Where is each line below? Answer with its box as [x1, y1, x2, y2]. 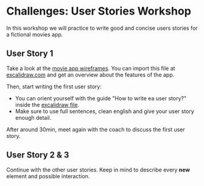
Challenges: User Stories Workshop [6, 4, 192, 18]
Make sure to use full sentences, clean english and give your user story [15, 108, 195, 115]
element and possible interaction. [6, 172, 90, 180]
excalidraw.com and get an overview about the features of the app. [6, 71, 175, 78]
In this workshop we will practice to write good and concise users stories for [6, 24, 198, 32]
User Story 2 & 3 [6, 150, 69, 160]
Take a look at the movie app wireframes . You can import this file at [6, 64, 175, 72]
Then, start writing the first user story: [6, 83, 102, 90]
